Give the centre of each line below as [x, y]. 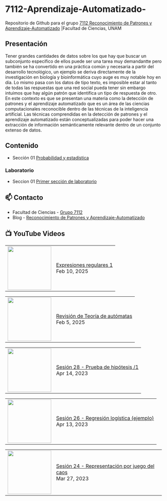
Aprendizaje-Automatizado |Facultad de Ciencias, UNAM [63, 28]
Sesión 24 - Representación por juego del [106, 466]
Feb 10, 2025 [72, 271]
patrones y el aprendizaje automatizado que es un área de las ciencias [77, 104]
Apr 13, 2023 [72, 424]
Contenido [22, 146]
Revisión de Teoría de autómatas [94, 316]
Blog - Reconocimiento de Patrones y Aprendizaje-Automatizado [79, 217]
